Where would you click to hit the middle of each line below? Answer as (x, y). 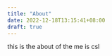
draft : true (25, 27)
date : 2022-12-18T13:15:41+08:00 (56, 20)
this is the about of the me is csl (54, 47)
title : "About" (30, 14)
